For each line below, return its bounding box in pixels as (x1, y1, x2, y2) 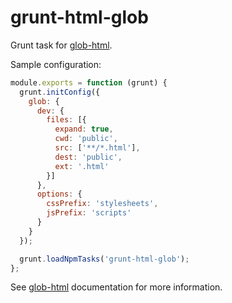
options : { (36, 189, 83, 200)
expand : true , (54, 124, 114, 135)
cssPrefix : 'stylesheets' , (46, 199, 159, 209)
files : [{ (46, 115, 87, 125)
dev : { (36, 106, 65, 116)
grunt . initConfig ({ (19, 87, 101, 97)
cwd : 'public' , (54, 134, 118, 144)
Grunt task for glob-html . (10, 39, 113, 51)
